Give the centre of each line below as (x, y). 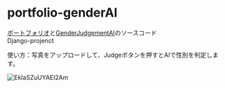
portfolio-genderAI (62, 13)
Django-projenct (30, 40)
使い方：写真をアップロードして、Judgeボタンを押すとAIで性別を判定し (110, 55)
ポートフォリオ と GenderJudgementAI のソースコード (82, 33)
